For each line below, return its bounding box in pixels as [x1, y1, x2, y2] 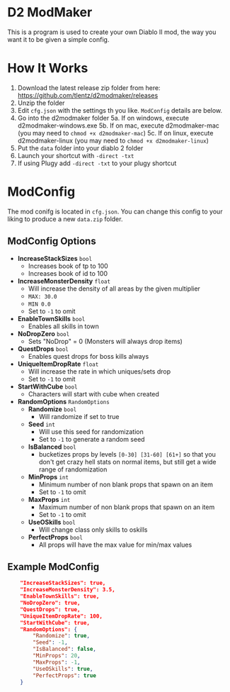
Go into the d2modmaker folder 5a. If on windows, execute [17, 113, 190, 122]
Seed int [28, 420, 55, 428]
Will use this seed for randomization [38, 427, 144, 436]
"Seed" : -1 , [33, 639, 69, 646]
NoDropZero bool [17, 329, 70, 337]
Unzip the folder [17, 99, 65, 107]
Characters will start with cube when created [28, 389, 159, 398]
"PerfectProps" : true [33, 671, 97, 679]
